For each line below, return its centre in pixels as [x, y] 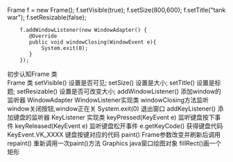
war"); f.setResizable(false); [47, 17]
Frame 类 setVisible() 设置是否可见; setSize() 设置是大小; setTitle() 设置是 [111, 83]
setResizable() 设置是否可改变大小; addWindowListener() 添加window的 [119, 91]
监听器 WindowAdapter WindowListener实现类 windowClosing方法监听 [108, 100]
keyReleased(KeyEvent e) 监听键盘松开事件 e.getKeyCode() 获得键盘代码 [119, 126]
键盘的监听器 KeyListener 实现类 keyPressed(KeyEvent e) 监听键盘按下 [114, 117]
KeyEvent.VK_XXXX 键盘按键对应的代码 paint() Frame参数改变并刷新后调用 [114, 135]
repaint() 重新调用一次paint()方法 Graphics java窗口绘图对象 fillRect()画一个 [114, 143]
